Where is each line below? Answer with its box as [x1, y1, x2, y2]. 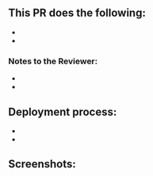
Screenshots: [8, 158, 77, 171]
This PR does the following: [8, 6, 147, 20]
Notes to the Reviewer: [8, 55, 98, 67]
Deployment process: [8, 105, 117, 118]
